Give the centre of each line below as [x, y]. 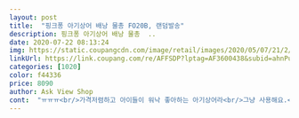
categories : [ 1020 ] [45, 67]
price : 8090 [31, 83]
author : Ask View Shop [51, 91]
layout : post [33, 17]
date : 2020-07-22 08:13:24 [59, 42]
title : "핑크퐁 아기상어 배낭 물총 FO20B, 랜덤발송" [97, 26]
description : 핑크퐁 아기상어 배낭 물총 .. [83, 34]
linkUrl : [25, 59]
